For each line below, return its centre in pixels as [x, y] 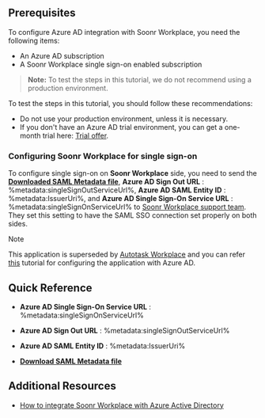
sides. [18, 224]
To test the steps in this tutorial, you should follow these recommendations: [131, 103]
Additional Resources [62, 386]
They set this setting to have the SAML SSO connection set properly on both [132, 215]
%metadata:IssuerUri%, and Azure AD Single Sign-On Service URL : [121, 199]
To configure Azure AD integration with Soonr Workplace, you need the [124, 32]
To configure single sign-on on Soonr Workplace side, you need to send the [132, 173]
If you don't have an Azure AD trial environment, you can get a [121, 127]
